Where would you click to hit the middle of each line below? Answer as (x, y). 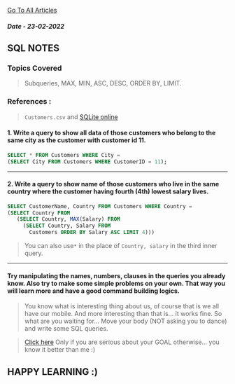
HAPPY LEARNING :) (52, 372)
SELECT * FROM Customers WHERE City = (64, 155)
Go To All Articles (32, 10)
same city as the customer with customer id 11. (77, 140)
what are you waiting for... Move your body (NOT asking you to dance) (126, 321)
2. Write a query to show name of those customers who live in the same (113, 184)
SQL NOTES (33, 48)
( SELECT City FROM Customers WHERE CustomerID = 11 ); (87, 162)
